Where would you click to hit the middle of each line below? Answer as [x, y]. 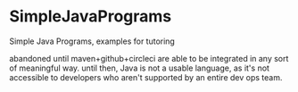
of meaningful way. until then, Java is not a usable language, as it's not [140, 68]
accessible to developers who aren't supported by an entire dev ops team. [146, 77]
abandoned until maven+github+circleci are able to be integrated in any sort [149, 58]
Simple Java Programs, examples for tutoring [92, 41]
